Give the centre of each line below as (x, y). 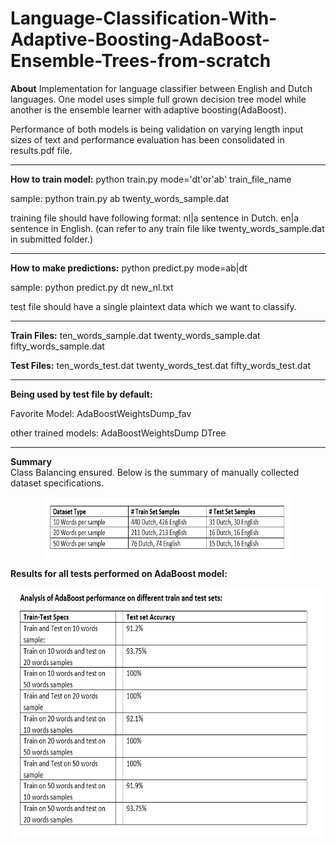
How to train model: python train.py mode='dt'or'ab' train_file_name (151, 179)
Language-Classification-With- (144, 18)
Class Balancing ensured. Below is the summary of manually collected (155, 472)
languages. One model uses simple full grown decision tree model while (158, 99)
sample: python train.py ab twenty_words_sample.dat (120, 198)
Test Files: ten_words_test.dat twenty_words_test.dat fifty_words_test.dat (161, 365)
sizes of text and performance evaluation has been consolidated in (147, 139)
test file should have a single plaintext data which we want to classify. (153, 306)
